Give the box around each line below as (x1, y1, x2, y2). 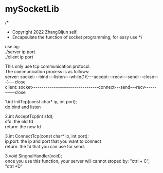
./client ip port (5, 54, 33, 59)
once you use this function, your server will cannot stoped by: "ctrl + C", (5, 158, 150, 164)
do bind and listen (5, 104, 41, 110)
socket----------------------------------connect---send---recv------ (18, 84, 157, 90)
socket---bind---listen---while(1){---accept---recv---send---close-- (20, 74, 159, 79)
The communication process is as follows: (5, 68, 90, 74)
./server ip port (5, 49, 36, 55)
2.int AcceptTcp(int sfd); (5, 113, 54, 119)
